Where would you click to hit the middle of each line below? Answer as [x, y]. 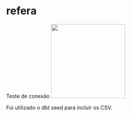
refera [21, 11]
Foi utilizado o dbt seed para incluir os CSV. [59, 107]
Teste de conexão [28, 96]
